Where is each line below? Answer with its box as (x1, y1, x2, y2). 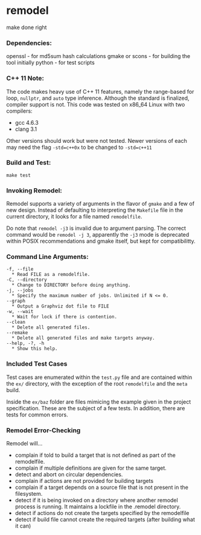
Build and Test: (6, 159, 51, 167)
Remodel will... (6, 440, 43, 447)
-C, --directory (6, 277, 47, 283)
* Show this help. (11, 346, 59, 352)
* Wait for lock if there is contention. (11, 314, 118, 320)
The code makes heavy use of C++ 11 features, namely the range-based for (6, 88, 194, 95)
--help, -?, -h (6, 340, 45, 347)
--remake (6, 330, 28, 336)
